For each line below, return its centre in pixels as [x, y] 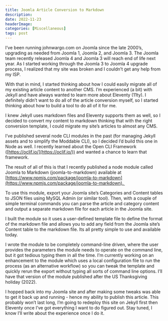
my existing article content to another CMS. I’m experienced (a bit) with [79, 89]
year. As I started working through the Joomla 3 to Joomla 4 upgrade [76, 64]
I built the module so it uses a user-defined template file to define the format [84, 219]
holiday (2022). [21, 282]
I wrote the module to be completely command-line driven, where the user [82, 244]
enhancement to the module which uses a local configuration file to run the [83, 261]
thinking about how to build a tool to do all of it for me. [61, 106]
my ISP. [13, 74]
